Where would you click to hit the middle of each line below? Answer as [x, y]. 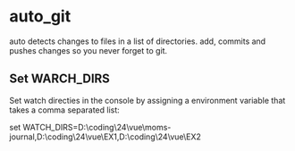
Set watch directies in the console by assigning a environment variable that [147, 100]
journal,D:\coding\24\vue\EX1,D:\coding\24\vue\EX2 [105, 137]
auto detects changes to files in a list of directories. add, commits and [138, 41]
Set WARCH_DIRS [59, 79]
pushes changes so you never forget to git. [88, 50]
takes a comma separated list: [65, 110]
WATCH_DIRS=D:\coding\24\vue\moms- [97, 127]
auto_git [40, 17]
